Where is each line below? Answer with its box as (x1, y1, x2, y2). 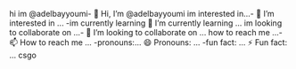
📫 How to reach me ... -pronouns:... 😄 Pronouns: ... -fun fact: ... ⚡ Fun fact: (9, 37, 288, 48)
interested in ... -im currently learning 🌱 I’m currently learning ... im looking (9, 18, 283, 28)
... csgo (9, 50, 37, 60)
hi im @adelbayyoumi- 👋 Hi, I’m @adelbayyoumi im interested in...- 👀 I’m (9, 9, 275, 19)
